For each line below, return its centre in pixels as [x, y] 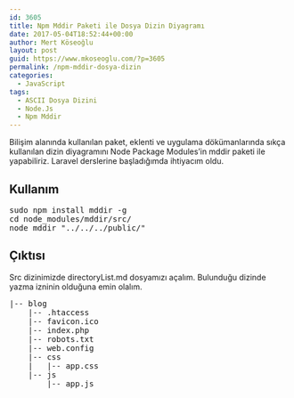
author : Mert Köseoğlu [51, 42]
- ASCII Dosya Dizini [57, 100]
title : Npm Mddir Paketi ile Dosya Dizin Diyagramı [107, 26]
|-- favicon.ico [64, 321]
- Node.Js [35, 109]
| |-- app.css [64, 366]
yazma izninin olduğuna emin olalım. [76, 287]
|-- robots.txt [61, 339]
